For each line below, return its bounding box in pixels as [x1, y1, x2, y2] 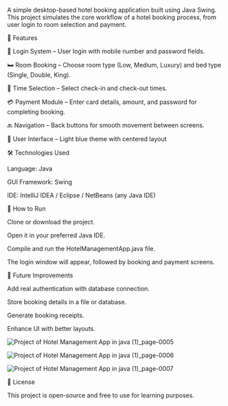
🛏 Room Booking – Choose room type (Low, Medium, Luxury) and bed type [7, 61, 222, 69]
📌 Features [7, 34, 38, 42]
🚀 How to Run [7, 204, 46, 213]
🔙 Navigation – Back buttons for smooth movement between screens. [7, 121, 205, 129]
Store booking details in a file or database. [7, 298, 127, 306]
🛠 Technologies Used [7, 149, 70, 157]
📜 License [7, 378, 36, 386]
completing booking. [7, 108, 65, 116]
